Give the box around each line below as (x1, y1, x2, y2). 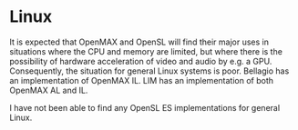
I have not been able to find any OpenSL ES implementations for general (9, 102, 281, 113)
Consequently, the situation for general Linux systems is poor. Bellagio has (9, 65, 290, 76)
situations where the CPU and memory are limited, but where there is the (9, 45, 283, 56)
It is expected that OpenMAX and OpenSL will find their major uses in (9, 36, 269, 47)
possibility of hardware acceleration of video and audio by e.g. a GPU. (9, 55, 272, 66)
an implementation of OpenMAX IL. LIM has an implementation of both (9, 75, 273, 85)
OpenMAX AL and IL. (9, 85, 88, 95)
